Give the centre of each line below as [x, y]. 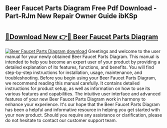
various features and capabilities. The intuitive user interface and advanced [83, 94]
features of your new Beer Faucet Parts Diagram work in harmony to [75, 99]
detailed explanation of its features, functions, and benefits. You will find [79, 67]
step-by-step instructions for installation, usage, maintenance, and [74, 72]
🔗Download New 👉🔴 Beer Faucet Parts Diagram [82, 37]
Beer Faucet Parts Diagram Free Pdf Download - [81, 8]
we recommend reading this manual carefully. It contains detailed [72, 83]
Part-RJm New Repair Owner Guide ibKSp [71, 16]
